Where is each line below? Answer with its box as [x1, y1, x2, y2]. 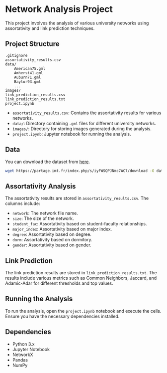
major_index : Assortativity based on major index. [12, 226, 112, 232]
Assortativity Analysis [5, 182, 76, 190]
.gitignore [5, 53, 28, 58]
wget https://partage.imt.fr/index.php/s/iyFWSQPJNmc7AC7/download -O [5, 168, 155, 173]
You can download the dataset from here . [5, 159, 90, 165]
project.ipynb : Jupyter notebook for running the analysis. [12, 131, 131, 137]
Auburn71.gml [14, 75, 41, 80]
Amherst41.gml [14, 70, 43, 75]
